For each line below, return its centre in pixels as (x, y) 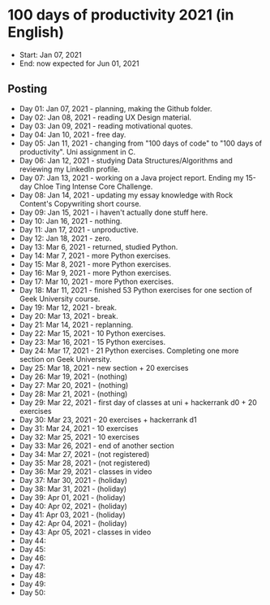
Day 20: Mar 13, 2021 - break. (69, 316)
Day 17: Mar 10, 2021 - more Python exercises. (96, 281)
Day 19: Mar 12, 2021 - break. (68, 307)
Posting (28, 89)
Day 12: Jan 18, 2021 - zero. (65, 238)
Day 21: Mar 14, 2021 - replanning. (76, 324)
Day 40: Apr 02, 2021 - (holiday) (73, 506)
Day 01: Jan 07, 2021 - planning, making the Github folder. (116, 108)
